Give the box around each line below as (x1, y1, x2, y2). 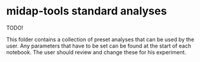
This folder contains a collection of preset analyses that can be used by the (6, 36, 195, 43)
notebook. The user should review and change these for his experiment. (6, 48, 187, 55)
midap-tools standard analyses (6, 4, 167, 18)
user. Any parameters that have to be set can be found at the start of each (6, 42, 192, 49)
